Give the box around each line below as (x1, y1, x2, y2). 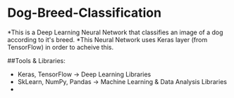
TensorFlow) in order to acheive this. (7, 43, 114, 51)
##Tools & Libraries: (7, 56, 66, 64)
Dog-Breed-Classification (7, 5, 162, 21)
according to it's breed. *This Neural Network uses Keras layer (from (7, 35, 208, 43)
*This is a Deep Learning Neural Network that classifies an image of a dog (7, 28, 223, 36)
